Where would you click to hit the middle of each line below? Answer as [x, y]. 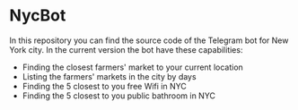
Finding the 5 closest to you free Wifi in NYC [104, 86]
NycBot [38, 16]
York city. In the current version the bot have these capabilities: [126, 49]
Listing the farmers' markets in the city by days [109, 76]
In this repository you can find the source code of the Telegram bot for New [149, 40]
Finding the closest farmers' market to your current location [133, 67]
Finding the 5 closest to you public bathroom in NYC [118, 96]
